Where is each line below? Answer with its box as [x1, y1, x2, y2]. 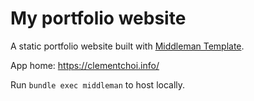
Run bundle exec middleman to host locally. [10, 78, 186, 91]
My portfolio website [10, 7, 187, 30]
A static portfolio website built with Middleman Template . [10, 40, 245, 52]
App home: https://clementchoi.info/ [10, 59, 160, 71]
